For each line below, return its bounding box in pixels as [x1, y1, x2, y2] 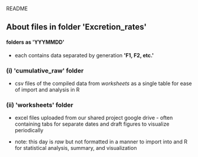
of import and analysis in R [14, 86, 80, 93]
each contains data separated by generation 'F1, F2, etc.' [14, 51, 154, 58]
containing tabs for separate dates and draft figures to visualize [14, 120, 170, 127]
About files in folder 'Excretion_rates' [6, 22, 147, 32]
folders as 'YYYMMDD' [6, 38, 65, 45]
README [6, 5, 28, 12]
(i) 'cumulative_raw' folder [6, 66, 84, 74]
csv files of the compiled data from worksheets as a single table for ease [14, 80, 192, 87]
